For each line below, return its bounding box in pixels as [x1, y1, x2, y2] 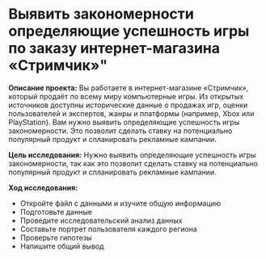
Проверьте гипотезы [19, 232, 92, 242]
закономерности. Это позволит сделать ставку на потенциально [8, 126, 233, 136]
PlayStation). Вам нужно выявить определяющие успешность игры [8, 117, 240, 127]
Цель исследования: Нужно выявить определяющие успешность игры [8, 150, 256, 160]
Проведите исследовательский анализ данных [19, 215, 183, 225]
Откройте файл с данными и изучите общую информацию [19, 198, 222, 208]
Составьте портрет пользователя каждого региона [19, 223, 198, 234]
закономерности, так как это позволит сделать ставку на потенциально [8, 158, 259, 168]
